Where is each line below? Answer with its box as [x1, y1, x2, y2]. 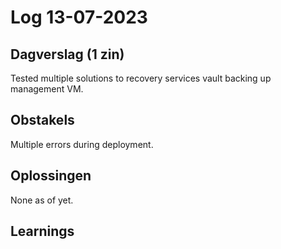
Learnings [10, 223, 75, 240]
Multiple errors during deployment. [10, 138, 154, 150]
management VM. [10, 83, 84, 95]
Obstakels [10, 112, 75, 129]
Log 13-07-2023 [10, 6, 148, 29]
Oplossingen [10, 167, 92, 185]
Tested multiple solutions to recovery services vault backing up [10, 72, 272, 84]
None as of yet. [10, 194, 74, 206]
